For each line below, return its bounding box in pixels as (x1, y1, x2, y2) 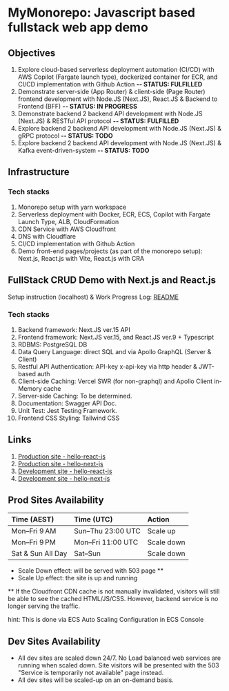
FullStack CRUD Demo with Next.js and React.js (8, 275, 217, 286)
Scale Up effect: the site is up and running (17, 574, 138, 582)
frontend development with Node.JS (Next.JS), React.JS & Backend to (17, 95, 218, 103)
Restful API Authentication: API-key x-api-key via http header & (17, 362, 197, 371)
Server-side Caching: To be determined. (17, 391, 132, 400)
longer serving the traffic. (8, 602, 81, 610)
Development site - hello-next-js (17, 474, 110, 482)
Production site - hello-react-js (17, 452, 106, 461)
